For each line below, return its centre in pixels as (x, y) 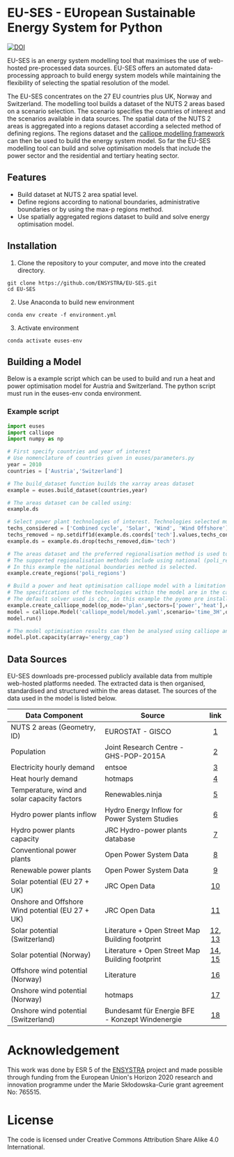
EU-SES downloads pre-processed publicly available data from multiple (110, 676)
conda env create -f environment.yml (62, 315)
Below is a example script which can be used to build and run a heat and (111, 379)
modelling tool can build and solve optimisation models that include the (109, 148)
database (120, 839)
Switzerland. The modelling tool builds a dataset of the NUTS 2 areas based (116, 103)
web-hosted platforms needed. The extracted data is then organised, (106, 684)
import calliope (31, 433)
